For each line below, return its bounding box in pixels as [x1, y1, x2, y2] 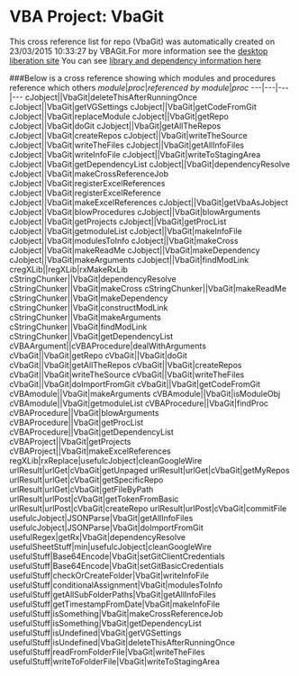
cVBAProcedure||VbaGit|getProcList [9, 417, 144, 428]
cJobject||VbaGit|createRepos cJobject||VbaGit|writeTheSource [9, 130, 248, 140]
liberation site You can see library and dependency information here [9, 55, 261, 66]
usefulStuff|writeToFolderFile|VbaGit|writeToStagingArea [9, 655, 221, 667]
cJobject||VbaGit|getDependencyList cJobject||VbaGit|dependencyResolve [9, 158, 291, 169]
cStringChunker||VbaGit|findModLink [9, 321, 148, 332]
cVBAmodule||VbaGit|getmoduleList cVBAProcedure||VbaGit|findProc [9, 398, 268, 409]
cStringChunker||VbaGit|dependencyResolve [9, 273, 177, 284]
